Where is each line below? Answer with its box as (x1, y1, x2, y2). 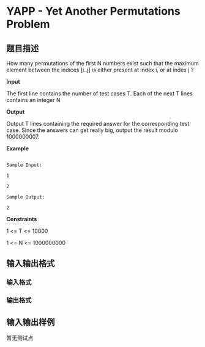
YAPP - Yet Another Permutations (6, 4, 181, 18)
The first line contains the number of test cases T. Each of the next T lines (6, 90, 193, 97)
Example (6, 145, 29, 152)
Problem (6, 17, 50, 31)
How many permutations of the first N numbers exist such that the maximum (6, 60, 199, 67)
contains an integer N (6, 97, 61, 103)
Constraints (6, 216, 37, 222)
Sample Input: (6, 162, 43, 168)
